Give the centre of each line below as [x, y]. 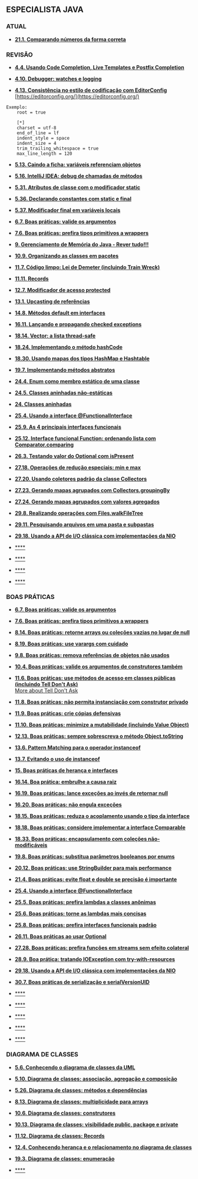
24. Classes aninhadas [43, 404]
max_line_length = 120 [44, 153]
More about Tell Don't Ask [46, 691]
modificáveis [31, 845]
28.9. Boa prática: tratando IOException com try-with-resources [95, 959]
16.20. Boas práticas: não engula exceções [68, 805]
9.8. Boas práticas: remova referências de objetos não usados [92, 655]
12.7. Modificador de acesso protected [62, 290]
